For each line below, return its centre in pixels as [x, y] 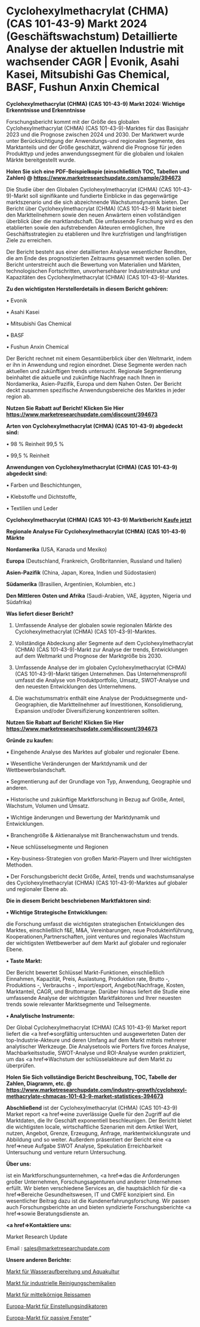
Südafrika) [19, 602]
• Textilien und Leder [32, 508]
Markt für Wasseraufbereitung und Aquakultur [63, 1271]
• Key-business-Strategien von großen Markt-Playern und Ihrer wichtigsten [99, 858]
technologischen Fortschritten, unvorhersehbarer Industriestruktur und [93, 271]
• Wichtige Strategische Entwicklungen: [57, 912]
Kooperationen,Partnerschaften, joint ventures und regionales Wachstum [96, 936]
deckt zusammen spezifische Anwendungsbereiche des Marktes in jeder [96, 390]
